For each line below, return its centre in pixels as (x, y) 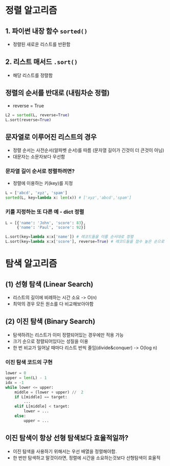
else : (20, 416)
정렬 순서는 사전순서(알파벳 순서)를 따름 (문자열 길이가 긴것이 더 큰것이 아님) (88, 150)
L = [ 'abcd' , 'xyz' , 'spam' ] (36, 193)
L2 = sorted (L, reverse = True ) (38, 115)
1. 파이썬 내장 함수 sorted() (47, 31)
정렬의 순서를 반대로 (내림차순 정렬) (58, 93)
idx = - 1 (15, 383)
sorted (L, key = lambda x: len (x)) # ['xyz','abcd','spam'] (68, 198)
